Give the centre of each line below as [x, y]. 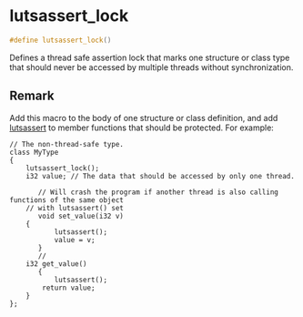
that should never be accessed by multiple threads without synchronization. [151, 67]
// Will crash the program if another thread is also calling [158, 192]
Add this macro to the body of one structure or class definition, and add [144, 118]
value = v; [75, 240]
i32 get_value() [57, 264]
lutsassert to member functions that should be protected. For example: [142, 128]
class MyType [34, 152]
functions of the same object [67, 200]
